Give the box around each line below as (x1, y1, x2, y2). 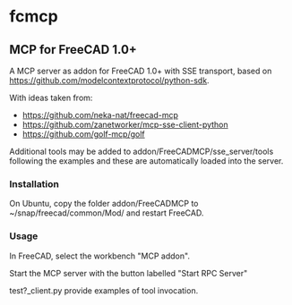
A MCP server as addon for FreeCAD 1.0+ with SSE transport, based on (9, 65, 272, 76)
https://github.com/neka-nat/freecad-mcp (21, 110, 179, 120)
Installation (9, 177, 60, 190)
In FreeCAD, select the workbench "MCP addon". (9, 250, 191, 261)
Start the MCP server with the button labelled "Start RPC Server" (9, 267, 248, 278)
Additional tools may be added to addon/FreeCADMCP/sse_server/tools (9, 146, 274, 157)
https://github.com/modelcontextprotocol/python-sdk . (9, 75, 210, 86)
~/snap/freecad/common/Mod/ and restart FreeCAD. (9, 208, 204, 218)
